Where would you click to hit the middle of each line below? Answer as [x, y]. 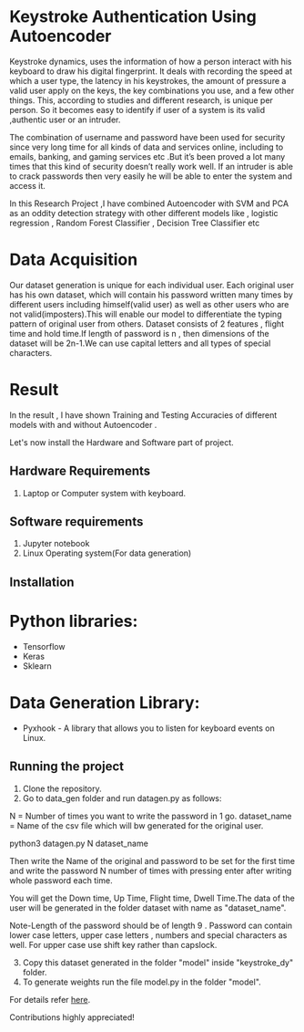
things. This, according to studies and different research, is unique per [141, 100]
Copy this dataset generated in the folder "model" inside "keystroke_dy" [158, 962]
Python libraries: [74, 621]
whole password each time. [61, 880]
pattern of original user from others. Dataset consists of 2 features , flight [147, 323]
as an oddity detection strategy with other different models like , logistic [144, 213]
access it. [27, 185]
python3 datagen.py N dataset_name [79, 843]
